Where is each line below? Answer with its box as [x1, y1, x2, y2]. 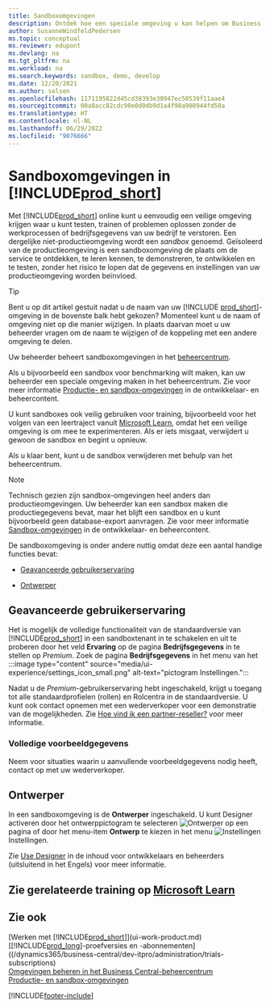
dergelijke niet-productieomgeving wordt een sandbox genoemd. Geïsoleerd [8, 236, 263, 246]
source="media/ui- [89, 659, 153, 669]
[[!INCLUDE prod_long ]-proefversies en [8, 940, 139, 950]
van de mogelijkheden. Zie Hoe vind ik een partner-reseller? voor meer [8, 709, 243, 719]
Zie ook [8, 910, 47, 925]
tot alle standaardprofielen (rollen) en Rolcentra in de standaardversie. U [8, 692, 248, 702]
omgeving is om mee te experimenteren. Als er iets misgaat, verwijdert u [8, 426, 249, 436]
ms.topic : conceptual [8, 34, 81, 43]
